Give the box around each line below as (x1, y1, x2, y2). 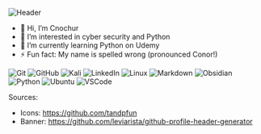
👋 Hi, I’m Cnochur (19, 23, 79, 32)
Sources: (8, 93, 39, 102)
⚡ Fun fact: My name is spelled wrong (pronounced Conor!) (19, 49, 218, 59)
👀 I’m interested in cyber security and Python (19, 32, 170, 41)
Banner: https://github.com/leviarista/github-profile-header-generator (19, 117, 253, 126)
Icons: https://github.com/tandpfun (19, 108, 137, 117)
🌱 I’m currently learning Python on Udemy (19, 40, 160, 50)
